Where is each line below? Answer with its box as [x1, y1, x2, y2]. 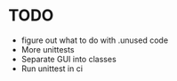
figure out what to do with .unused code [20, 35, 169, 45]
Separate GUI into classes [20, 53, 117, 64]
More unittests [20, 44, 75, 54]
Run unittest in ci [20, 63, 84, 74]
